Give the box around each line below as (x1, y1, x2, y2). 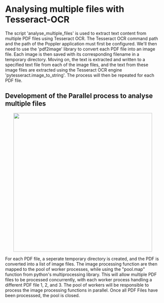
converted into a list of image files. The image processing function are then (5, 261, 158, 267)
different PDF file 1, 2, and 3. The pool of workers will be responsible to (5, 282, 149, 288)
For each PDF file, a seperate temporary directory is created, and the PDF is (5, 256, 159, 262)
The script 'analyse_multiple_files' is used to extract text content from (5, 30, 147, 36)
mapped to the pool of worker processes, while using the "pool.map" (5, 266, 145, 272)
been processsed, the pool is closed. (5, 292, 80, 298)
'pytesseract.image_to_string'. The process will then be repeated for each (5, 72, 154, 78)
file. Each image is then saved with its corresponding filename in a (5, 51, 139, 57)
